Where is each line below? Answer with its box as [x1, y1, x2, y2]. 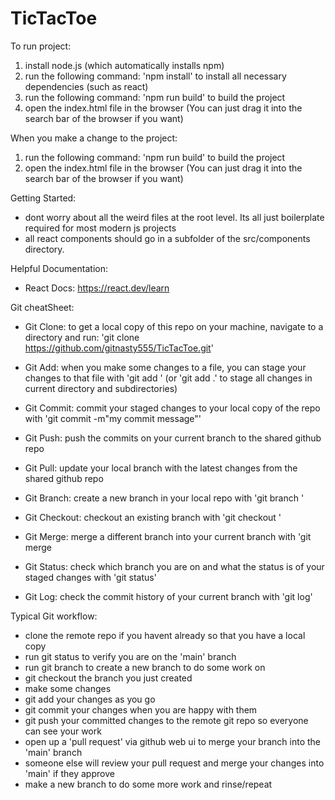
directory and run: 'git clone [24, 331, 140, 343]
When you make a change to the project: [10, 132, 178, 144]
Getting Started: [10, 192, 77, 204]
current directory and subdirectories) [24, 382, 178, 394]
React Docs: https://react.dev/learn [24, 282, 170, 294]
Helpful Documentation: [10, 262, 108, 274]
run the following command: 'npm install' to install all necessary [24, 70, 287, 82]
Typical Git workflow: [10, 610, 98, 622]
